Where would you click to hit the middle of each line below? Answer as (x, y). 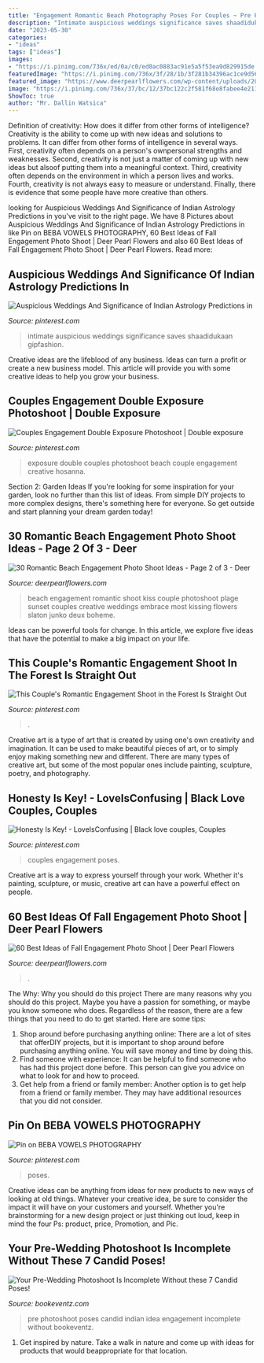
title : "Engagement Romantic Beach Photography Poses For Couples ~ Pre (130, 15)
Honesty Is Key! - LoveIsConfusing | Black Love (126, 798)
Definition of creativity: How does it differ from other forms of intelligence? (129, 126)
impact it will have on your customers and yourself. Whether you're (117, 1207)
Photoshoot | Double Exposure (84, 414)
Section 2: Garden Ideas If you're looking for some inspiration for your (121, 486)
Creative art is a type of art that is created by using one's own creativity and (131, 740)
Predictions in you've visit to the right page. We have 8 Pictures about (121, 216)
